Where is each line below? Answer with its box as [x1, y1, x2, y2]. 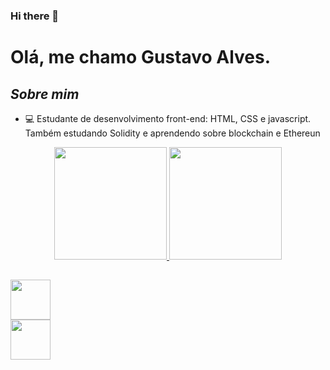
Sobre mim [10, 85, 80, 103]
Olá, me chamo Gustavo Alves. [10, 46, 272, 69]
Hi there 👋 [10, 9, 60, 23]
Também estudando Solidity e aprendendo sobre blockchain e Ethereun [24, 127, 321, 139]
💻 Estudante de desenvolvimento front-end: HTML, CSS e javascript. [24, 112, 312, 124]
